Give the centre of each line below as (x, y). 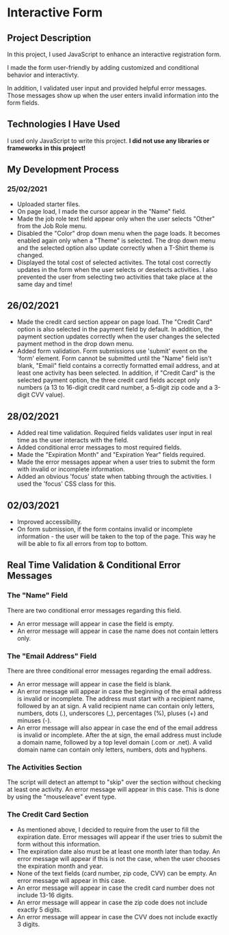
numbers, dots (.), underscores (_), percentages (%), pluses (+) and (112, 713)
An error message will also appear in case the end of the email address (117, 727)
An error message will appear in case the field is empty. (95, 623)
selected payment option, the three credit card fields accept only (108, 380)
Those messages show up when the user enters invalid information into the (113, 95)
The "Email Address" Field (52, 656)
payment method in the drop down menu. (75, 344)
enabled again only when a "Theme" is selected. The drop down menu (116, 240)
